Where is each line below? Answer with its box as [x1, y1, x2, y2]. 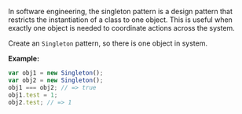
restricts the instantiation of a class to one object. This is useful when [8, 15, 233, 24]
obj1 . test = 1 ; [8, 90, 58, 99]
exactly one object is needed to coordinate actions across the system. [8, 24, 236, 32]
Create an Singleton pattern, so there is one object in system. [8, 39, 208, 48]
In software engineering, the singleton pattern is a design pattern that [8, 7, 233, 16]
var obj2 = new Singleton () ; [8, 76, 104, 84]
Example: [8, 54, 40, 63]
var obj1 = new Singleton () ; [8, 69, 104, 77]
